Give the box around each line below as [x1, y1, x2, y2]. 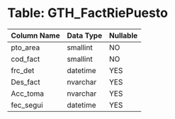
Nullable [108, 30, 138, 40]
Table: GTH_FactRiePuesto [7, 5, 169, 21]
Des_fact [11, 76, 40, 86]
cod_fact [11, 54, 40, 64]
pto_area [11, 42, 40, 52]
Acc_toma [11, 89, 45, 98]
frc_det [11, 65, 35, 75]
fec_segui [11, 100, 44, 110]
